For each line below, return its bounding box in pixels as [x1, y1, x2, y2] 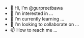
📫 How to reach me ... [10, 27, 58, 33]
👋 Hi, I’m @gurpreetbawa [10, 5, 63, 11]
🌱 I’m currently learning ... [10, 16, 65, 22]
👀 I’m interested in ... [10, 10, 53, 16]
